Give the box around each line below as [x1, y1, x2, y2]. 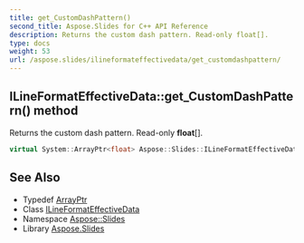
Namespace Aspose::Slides [22, 213, 126, 224]
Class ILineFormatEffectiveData [22, 203, 140, 214]
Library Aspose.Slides [22, 223, 105, 234]
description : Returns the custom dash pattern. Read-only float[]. [9, 30, 270, 39]
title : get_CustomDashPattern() [9, 13, 131, 23]
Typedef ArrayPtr [22, 194, 88, 205]
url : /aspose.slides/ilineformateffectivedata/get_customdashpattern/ [9, 55, 281, 64]
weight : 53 [9, 47, 51, 56]
